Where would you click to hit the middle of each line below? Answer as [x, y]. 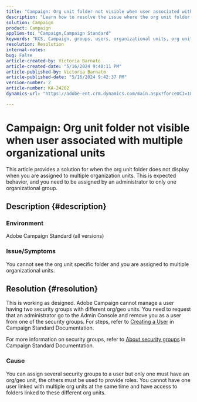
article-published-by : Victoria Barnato [56, 72]
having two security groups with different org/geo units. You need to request [98, 309]
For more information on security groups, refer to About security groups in [96, 340]
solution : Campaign [30, 22]
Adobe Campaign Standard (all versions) [55, 236]
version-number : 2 [28, 83]
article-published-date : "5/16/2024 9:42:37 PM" [67, 77]
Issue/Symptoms [31, 251]
